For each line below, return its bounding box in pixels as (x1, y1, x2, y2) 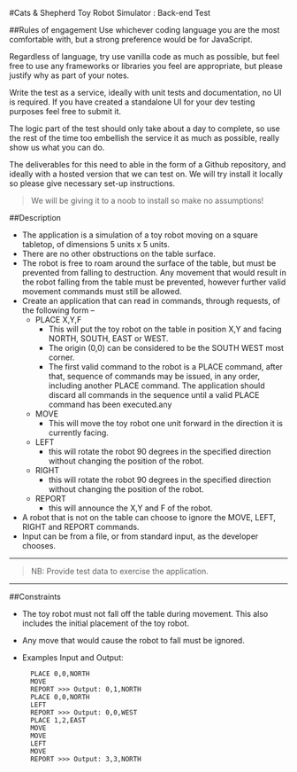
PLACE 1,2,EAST (30, 716, 87, 725)
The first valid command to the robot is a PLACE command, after (48, 362, 283, 371)
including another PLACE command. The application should (48, 380, 265, 391)
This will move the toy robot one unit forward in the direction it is (48, 418, 283, 428)
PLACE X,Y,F (34, 315, 82, 324)
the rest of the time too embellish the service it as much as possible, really (9, 133, 280, 143)
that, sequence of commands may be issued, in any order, (48, 371, 261, 381)
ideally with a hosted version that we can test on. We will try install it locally (9, 168, 284, 179)
